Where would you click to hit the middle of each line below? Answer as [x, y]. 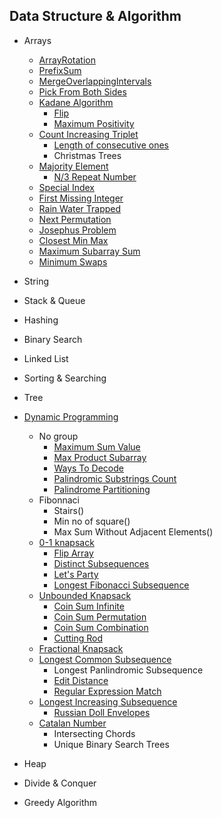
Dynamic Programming [71, 416]
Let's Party [76, 574]
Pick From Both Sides [82, 91]
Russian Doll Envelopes [102, 712]
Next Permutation [75, 219]
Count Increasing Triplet [88, 134]
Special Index [66, 187]
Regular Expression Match [107, 691]
